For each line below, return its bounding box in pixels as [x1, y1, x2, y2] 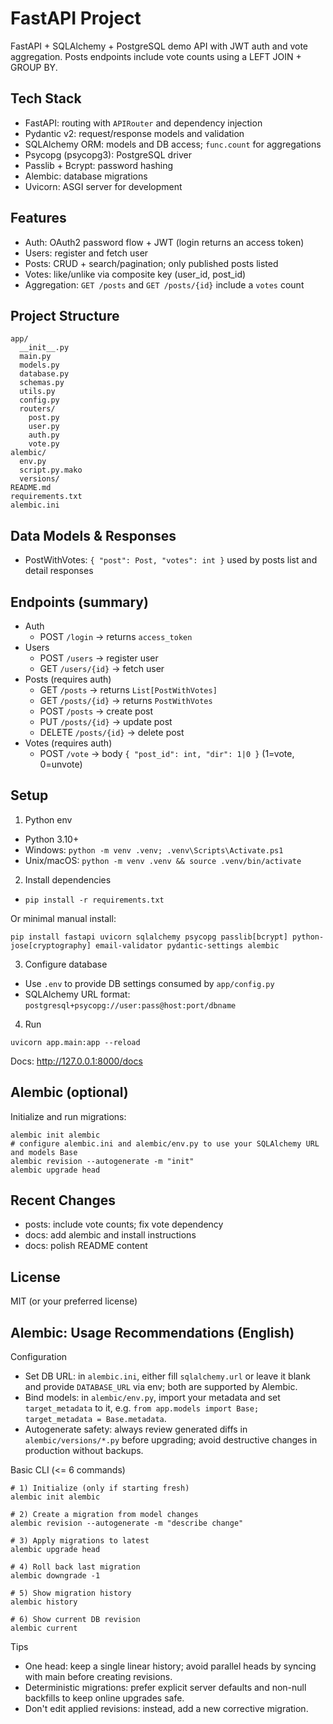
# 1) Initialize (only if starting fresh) [10, 1483, 190, 1494]
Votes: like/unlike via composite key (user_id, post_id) [24, 268, 247, 280]
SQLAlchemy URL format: [24, 988, 131, 1000]
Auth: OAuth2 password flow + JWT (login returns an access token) [24, 236, 305, 248]
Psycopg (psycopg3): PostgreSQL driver [24, 148, 192, 161]
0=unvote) [39, 758, 83, 770]
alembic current [10, 1623, 78, 1634]
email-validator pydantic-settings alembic [95, 940, 280, 951]
